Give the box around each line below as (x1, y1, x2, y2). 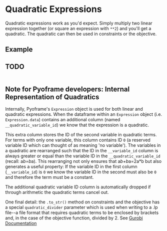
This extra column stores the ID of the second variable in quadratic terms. (5, 131, 157, 137)
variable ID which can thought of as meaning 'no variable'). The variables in (5, 142, 161, 148)
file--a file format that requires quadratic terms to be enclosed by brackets (5, 209, 159, 215)
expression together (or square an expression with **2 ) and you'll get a (5, 25, 151, 31)
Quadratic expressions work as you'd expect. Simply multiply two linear (5, 20, 152, 26)
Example (5, 45, 33, 54)
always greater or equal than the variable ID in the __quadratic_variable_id (5, 153, 161, 159)
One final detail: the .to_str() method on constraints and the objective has (5, 199, 160, 205)
